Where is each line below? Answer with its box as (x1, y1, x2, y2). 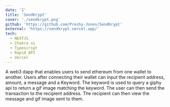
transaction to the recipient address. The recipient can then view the (5, 90, 150, 97)
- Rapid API (10, 50, 36, 55)
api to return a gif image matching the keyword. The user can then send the (5, 85, 165, 91)
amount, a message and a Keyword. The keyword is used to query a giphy (5, 79, 162, 86)
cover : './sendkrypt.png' (5, 17, 60, 22)
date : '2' (5, 7, 27, 13)
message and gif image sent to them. (5, 96, 84, 102)
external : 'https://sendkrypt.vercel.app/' (5, 26, 100, 32)
